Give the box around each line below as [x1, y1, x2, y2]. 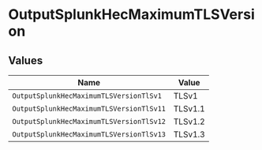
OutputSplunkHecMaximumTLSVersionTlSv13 [12, 130, 166, 139]
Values [8, 54, 43, 67]
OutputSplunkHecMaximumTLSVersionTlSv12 [12, 117, 166, 126]
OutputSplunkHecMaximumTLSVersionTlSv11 [12, 104, 166, 113]
